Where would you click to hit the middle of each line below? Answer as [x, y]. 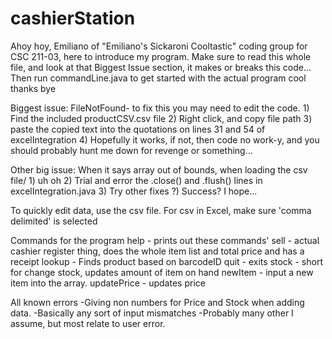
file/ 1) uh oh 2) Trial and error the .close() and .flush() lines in [136, 180]
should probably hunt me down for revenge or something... [131, 150]
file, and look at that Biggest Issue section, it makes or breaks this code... [161, 67]
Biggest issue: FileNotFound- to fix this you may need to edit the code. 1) [160, 108]
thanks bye [33, 88]
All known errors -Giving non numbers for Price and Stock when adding [157, 302]
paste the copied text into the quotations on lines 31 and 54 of [138, 129]
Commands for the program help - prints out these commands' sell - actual [165, 240]
